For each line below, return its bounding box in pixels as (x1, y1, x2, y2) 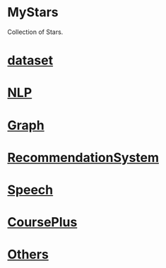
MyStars (7, 4, 59, 21)
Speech (7, 182, 54, 198)
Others (7, 247, 49, 262)
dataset (7, 52, 54, 69)
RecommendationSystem (7, 149, 160, 165)
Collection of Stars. (7, 28, 64, 36)
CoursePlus (7, 214, 78, 231)
